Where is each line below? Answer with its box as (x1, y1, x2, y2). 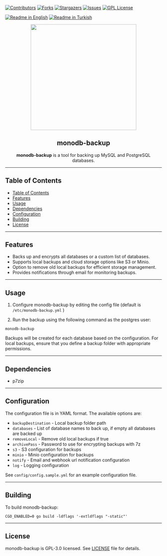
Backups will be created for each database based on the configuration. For (5, 335, 159, 341)
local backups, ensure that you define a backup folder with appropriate (5, 340, 151, 346)
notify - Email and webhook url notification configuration (12, 457, 130, 463)
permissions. (5, 346, 32, 352)
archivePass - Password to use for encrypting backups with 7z (12, 441, 141, 447)
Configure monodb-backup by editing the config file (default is (12, 302, 141, 308)
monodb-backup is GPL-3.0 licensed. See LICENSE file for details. (5, 545, 141, 551)
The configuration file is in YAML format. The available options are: (5, 410, 142, 416)
